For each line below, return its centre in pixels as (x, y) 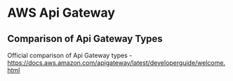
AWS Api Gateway (61, 13)
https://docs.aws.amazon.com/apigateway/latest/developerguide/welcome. (116, 63)
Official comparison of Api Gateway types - (70, 55)
